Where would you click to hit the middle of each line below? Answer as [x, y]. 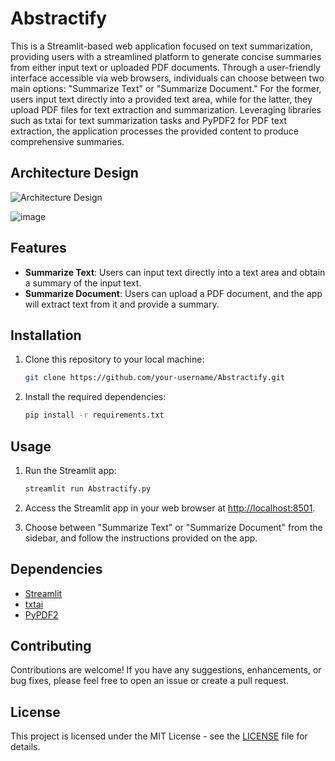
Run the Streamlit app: [70, 470]
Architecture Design [74, 173]
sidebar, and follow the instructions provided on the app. [141, 538]
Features [38, 248]
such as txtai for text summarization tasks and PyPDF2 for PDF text [149, 120]
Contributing [51, 646]
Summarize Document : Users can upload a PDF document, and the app [173, 293]
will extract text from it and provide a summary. [122, 304]
